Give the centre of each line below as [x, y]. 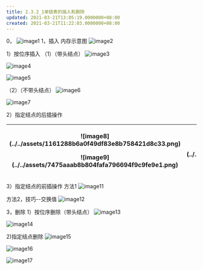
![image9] [95, 157]
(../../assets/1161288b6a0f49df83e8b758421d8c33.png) [95, 144]
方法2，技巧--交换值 [32, 199]
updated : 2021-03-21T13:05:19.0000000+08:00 [63, 18]
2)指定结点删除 [25, 237]
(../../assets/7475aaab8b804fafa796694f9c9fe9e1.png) [95, 165]
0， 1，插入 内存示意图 [47, 41]
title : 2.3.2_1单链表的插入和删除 [46, 12]
